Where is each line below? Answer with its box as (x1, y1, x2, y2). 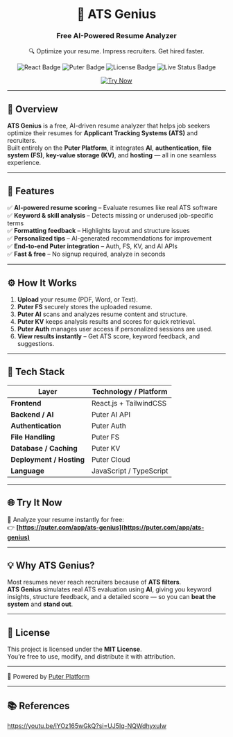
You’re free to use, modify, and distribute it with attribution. (7, 652, 175, 661)
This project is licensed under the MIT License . (7, 645, 142, 654)
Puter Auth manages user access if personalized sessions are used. (17, 324, 213, 333)
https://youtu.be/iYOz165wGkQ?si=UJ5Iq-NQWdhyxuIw (7, 721, 166, 730)
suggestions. (17, 339, 55, 347)
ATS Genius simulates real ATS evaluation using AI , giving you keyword (7, 585, 212, 593)
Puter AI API (91, 409, 131, 419)
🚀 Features (7, 185, 55, 197)
